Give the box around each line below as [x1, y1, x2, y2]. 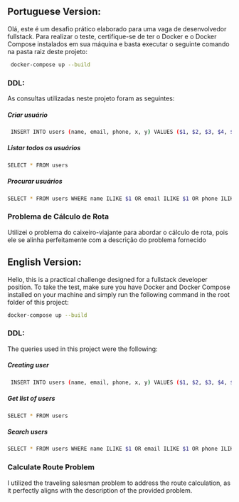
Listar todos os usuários [7, 144, 81, 152]
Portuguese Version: [7, 6, 102, 18]
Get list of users [7, 394, 55, 403]
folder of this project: [7, 298, 69, 306]
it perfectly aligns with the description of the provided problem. [7, 486, 193, 494]
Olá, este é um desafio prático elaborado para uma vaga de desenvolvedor [7, 24, 227, 33]
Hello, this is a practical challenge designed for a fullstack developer [7, 275, 208, 283]
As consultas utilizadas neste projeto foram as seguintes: [7, 94, 175, 103]
